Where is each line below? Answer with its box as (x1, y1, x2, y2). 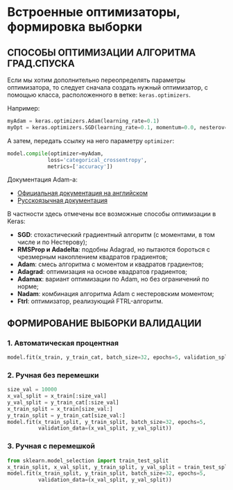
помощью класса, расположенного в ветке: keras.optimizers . (7, 91, 191, 99)
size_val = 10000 (7, 386, 58, 393)
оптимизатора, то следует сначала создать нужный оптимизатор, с (7, 83, 208, 91)
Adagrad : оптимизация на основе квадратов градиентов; (17, 268, 188, 276)
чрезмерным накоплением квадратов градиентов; (17, 253, 168, 261)
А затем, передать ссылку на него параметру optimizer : (7, 136, 175, 145)
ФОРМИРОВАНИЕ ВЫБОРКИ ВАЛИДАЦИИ (7, 317, 202, 329)
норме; (17, 282, 40, 291)
